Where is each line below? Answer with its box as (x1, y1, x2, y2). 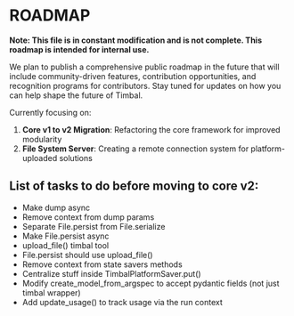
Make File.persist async (21, 231, 110, 241)
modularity (21, 134, 62, 144)
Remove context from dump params (21, 211, 155, 223)
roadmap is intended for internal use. (9, 44, 150, 54)
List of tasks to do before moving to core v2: (9, 179, 259, 194)
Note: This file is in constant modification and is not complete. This (9, 35, 263, 45)
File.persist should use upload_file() (21, 249, 153, 260)
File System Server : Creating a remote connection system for (21, 143, 249, 154)
